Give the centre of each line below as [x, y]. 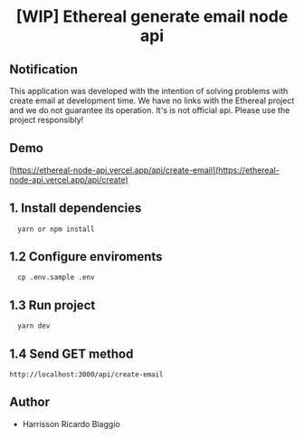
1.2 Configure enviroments [86, 257]
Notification [44, 69]
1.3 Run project [52, 305]
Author [29, 402]
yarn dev [34, 326]
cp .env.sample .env [56, 278]
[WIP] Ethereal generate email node [152, 17]
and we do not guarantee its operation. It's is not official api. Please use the [150, 110]
